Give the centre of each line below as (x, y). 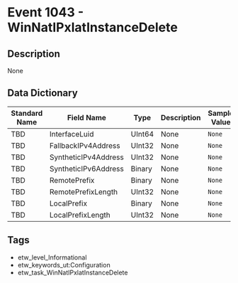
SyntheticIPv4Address (86, 157)
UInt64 (142, 134)
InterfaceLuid (72, 134)
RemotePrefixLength (84, 191)
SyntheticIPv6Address (86, 169)
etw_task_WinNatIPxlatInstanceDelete (73, 272)
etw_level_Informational (52, 257)
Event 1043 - (45, 12)
